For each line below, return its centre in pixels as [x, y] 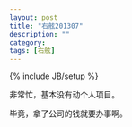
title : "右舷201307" [46, 26]
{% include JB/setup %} [54, 76]
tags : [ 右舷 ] [32, 51]
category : [28, 42]
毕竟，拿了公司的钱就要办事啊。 [68, 114]
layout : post [34, 17]
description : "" [40, 34]
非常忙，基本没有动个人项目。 [64, 95]
